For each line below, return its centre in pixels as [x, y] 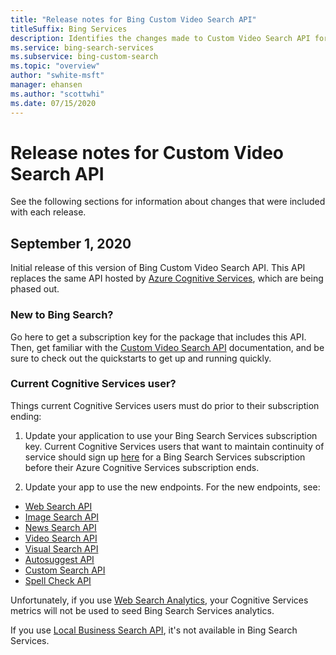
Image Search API [62, 517]
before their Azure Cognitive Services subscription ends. [142, 467]
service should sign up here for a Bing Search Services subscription [165, 457]
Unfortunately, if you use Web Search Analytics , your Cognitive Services [159, 600]
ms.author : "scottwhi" [57, 94]
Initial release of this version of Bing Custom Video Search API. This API [158, 268]
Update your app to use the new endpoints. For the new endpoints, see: [172, 487]
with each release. [48, 212]
